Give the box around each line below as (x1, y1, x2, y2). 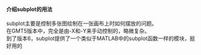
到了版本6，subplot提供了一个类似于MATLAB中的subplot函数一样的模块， (6, 35, 190, 42)
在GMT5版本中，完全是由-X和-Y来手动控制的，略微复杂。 (6, 27, 150, 35)
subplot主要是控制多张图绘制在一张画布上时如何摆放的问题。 (6, 20, 158, 27)
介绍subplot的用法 (6, 5, 53, 13)
